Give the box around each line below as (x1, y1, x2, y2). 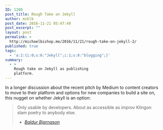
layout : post (5, 30, 32, 35)
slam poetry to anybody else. (17, 109, 76, 115)
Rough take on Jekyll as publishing (14, 67, 89, 72)
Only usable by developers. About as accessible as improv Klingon (17, 104, 152, 110)
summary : (5, 57, 23, 62)
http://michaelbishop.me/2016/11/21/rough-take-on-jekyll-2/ (9, 39, 137, 44)
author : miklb (5, 16, 34, 21)
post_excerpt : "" (5, 26, 41, 30)
